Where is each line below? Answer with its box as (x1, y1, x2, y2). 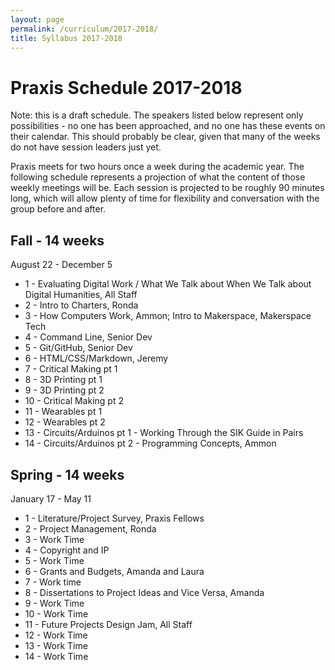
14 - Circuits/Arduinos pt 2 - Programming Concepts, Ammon (24, 437, 277, 450)
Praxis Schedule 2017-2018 (10, 76, 243, 99)
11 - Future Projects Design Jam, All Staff (24, 618, 193, 630)
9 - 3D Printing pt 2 (24, 384, 105, 396)
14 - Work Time (24, 650, 89, 662)
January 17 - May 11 (10, 492, 92, 505)
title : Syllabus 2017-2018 (10, 33, 123, 43)
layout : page (10, 14, 65, 25)
